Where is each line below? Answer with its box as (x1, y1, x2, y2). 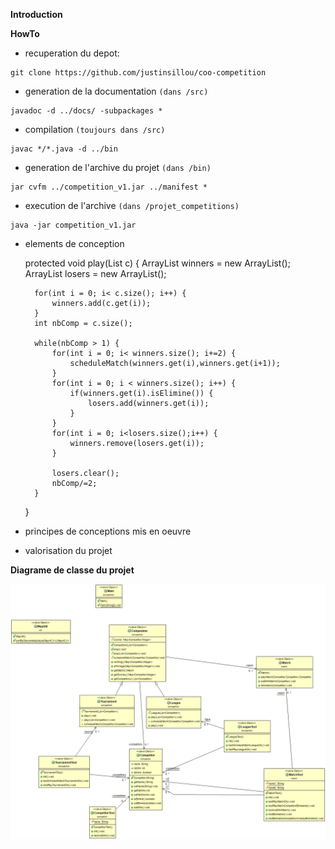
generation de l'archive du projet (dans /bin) (24, 162, 212, 173)
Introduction (10, 9, 63, 20)
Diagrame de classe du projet (10, 564, 135, 576)
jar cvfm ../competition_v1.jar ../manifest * (10, 182, 208, 192)
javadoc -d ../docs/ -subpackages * (10, 106, 163, 116)
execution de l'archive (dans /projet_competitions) (24, 200, 240, 211)
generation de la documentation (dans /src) (24, 85, 209, 97)
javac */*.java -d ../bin (10, 144, 118, 154)
